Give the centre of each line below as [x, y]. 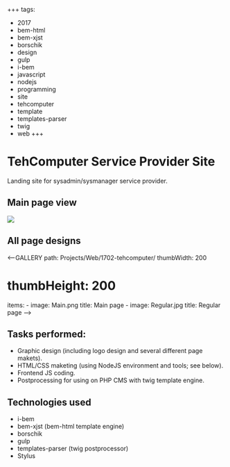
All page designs [44, 241]
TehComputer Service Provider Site [111, 162]
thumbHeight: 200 [62, 285]
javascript [31, 74]
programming [37, 89]
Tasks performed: [47, 334]
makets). [30, 358]
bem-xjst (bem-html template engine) [71, 427]
